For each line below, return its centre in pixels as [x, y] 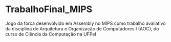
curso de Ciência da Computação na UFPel [51, 34]
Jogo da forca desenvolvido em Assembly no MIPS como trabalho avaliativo [85, 23]
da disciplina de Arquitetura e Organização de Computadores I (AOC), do [82, 28]
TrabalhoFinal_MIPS [49, 9]
